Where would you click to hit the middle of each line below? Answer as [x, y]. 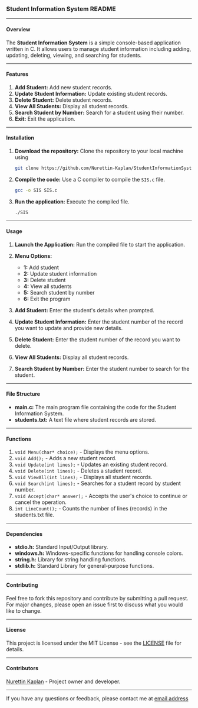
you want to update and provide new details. [69, 328]
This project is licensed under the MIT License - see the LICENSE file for [94, 643]
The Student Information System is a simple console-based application [94, 43]
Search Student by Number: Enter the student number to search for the [102, 368]
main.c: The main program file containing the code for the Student [95, 407]
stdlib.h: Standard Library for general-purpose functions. [84, 566]
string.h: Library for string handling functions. [70, 560]
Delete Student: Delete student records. [64, 100]
